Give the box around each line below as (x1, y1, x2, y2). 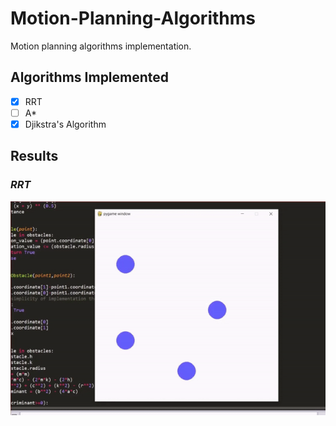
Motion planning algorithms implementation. (10, 40, 192, 52)
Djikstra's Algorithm (24, 118, 107, 130)
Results (10, 148, 59, 165)
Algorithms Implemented (10, 69, 170, 86)
